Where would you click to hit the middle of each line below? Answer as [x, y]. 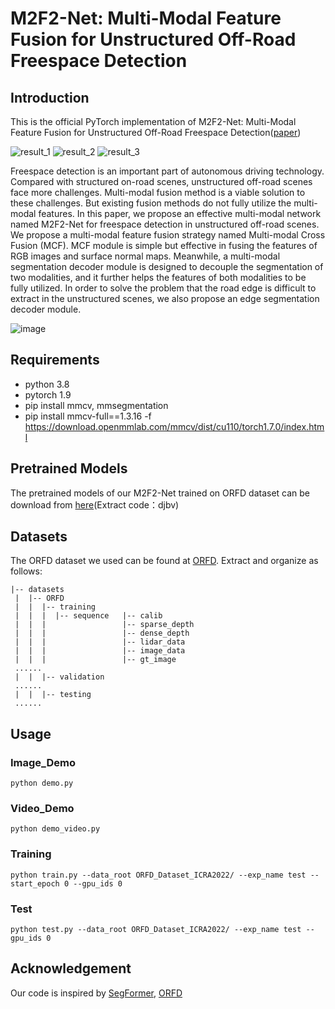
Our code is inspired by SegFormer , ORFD [96, 993]
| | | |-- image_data [100, 651]
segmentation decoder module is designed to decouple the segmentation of [167, 266]
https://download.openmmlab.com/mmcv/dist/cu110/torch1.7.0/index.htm [174, 426]
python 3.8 [47, 384]
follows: [26, 571]
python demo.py [42, 783]
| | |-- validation [59, 677]
